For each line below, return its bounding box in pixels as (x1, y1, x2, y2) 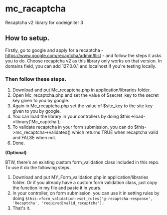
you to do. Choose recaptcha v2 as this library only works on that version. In (5, 58, 162, 64)
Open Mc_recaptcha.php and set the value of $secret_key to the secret (12, 92, 159, 98)
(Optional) (5, 150, 27, 156)
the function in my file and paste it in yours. (12, 185, 102, 191)
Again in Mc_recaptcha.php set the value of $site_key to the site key (12, 103, 153, 109)
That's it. (12, 205, 31, 211)
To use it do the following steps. (5, 165, 71, 171)
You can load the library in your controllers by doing (12, 113, 119, 120)
